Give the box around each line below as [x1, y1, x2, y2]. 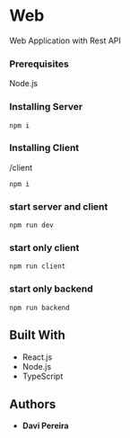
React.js [22, 352, 53, 362]
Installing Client [9, 141, 80, 154]
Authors [9, 397, 56, 412]
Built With [9, 327, 65, 343]
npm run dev [9, 221, 54, 230]
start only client [9, 242, 80, 255]
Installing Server [9, 101, 83, 113]
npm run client [9, 262, 66, 271]
